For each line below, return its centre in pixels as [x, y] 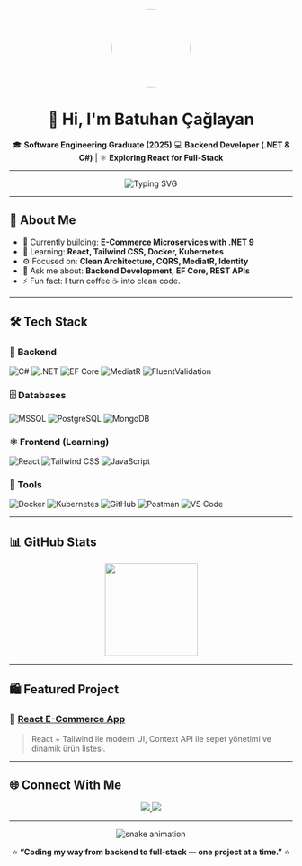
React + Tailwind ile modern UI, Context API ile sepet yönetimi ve [151, 738]
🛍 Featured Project [64, 689]
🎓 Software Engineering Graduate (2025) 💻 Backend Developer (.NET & [151, 145]
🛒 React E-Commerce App [67, 719]
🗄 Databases [38, 396]
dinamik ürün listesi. [68, 748]
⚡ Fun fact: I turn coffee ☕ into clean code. [102, 281]
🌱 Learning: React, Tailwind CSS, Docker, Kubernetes [123, 251]
